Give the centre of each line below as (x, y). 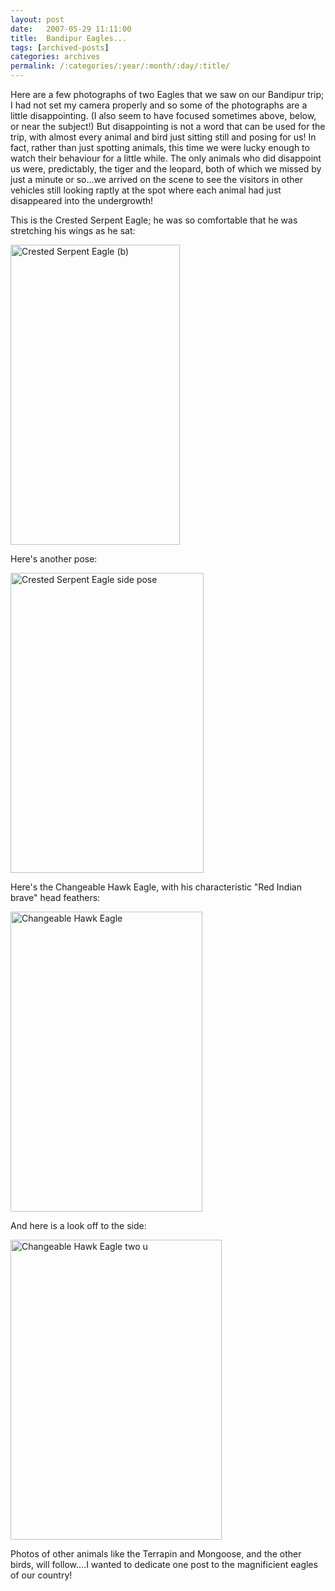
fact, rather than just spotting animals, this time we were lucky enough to (160, 147)
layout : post (37, 19)
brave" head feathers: (55, 897)
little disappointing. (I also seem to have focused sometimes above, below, (163, 115)
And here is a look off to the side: (78, 1225)
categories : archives (55, 57)
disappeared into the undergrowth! (82, 200)
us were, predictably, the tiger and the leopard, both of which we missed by (166, 169)
